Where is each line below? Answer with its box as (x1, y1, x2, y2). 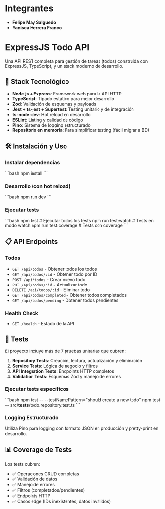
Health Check (5, 310, 38, 317)
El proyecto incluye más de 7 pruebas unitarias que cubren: (5, 348, 126, 354)
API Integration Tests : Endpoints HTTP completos (12, 368, 114, 374)
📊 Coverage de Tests (5, 445, 72, 454)
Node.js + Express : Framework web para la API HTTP (12, 91, 122, 96)
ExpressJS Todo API (5, 42, 90, 53)
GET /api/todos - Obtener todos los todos (12, 266, 97, 272)
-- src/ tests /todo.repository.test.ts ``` (5, 402, 80, 408)
